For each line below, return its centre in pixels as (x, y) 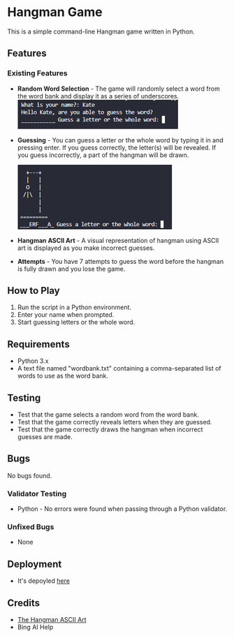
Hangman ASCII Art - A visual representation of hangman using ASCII (118, 240)
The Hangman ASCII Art (52, 620)
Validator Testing (37, 494)
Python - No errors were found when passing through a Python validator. (122, 509)
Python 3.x (33, 361)
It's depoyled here (43, 581)
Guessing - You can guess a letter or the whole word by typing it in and (120, 140)
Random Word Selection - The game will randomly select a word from (118, 89)
